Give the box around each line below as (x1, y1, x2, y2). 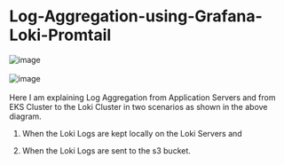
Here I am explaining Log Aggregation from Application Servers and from (9, 91, 276, 103)
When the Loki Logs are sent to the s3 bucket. (21, 145, 191, 156)
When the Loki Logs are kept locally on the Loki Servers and (21, 128, 242, 138)
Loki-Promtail (9, 25, 112, 45)
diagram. (9, 111, 42, 122)
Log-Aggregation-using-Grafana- (9, 6, 264, 27)
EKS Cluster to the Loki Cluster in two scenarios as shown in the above (9, 101, 268, 112)
